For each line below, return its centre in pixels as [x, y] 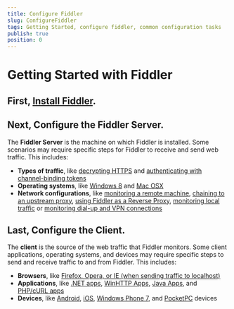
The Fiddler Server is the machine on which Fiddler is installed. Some [108, 142]
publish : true [28, 34]
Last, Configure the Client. [66, 230]
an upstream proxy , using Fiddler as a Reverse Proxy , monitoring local [118, 200]
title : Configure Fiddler [45, 14]
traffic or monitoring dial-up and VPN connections [90, 208]
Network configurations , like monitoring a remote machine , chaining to [121, 193]
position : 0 [25, 40]
